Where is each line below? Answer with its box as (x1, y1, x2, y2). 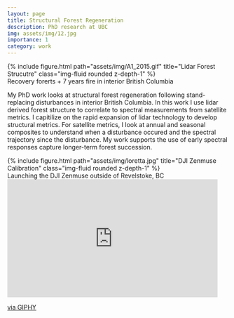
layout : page (7, 10, 46, 18)
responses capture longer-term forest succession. (7, 143, 153, 151)
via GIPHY (7, 303, 37, 311)
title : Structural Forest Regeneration (7, 17, 124, 24)
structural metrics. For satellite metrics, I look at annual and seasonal (7, 121, 206, 128)
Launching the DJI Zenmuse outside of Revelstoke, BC (7, 171, 165, 180)
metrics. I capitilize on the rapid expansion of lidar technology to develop (7, 113, 218, 121)
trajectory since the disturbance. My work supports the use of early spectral (7, 135, 228, 144)
